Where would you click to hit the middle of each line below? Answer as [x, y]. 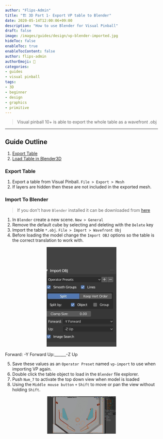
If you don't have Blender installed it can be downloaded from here [83, 210]
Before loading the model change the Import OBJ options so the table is [83, 235]
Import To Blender [27, 200]
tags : [10, 82]
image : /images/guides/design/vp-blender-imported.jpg [62, 36]
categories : [17, 67]
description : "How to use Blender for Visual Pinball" [62, 26]
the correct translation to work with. [48, 240]
